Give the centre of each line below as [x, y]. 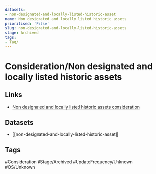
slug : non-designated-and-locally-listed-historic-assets [66, 28]
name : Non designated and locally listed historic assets [66, 19]
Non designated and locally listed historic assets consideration [76, 107]
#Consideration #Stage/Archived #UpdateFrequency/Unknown [69, 162]
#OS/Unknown [20, 167]
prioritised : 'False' [27, 23]
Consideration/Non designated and [79, 66]
